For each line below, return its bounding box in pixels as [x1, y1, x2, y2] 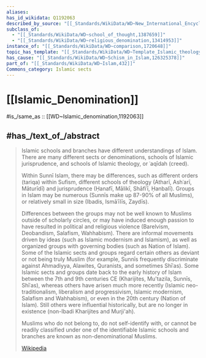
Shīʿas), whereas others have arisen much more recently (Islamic [21, 282, 185, 289]
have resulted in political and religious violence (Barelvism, [21, 223, 170, 230]
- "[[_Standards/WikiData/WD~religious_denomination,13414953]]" [12, 37, 183, 44]
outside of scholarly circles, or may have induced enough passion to [21, 216, 194, 224]
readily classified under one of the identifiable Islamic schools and [21, 326, 189, 333]
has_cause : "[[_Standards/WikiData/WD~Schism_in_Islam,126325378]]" [6, 55, 185, 61]
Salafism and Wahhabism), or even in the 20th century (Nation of [21, 295, 186, 302]
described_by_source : [6, 20, 62, 26]
